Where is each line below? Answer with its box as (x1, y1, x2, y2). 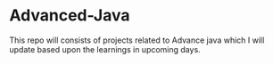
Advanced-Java (9, 5, 130, 26)
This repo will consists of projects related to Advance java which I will (9, 35, 265, 45)
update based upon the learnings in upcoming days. (9, 44, 201, 54)
